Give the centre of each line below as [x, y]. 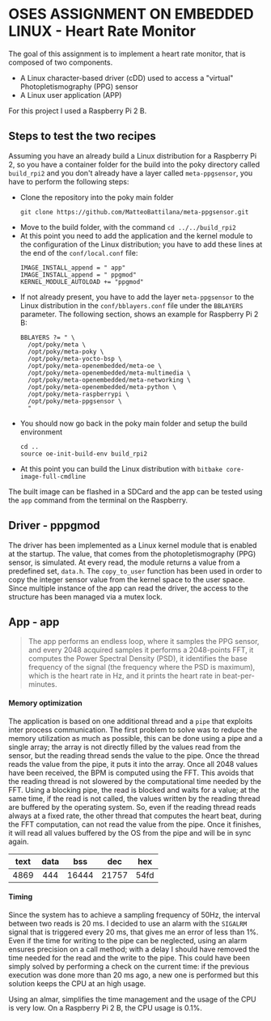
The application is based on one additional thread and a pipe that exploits [131, 721]
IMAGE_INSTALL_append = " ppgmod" [78, 275]
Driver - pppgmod [54, 525]
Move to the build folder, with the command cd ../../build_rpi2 [128, 227]
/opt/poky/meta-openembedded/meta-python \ [102, 387]
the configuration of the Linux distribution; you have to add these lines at [141, 244]
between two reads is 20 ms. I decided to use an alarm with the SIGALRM [128, 923]
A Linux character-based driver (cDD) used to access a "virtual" [127, 78]
